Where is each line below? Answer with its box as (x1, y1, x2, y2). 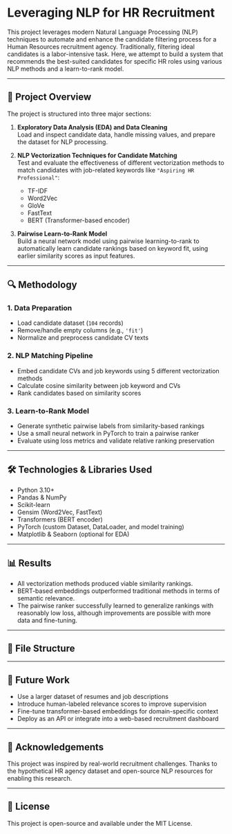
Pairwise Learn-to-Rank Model (17, 229, 108, 238)
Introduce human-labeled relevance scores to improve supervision (17, 700, 207, 708)
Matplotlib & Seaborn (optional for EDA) (17, 530, 130, 538)
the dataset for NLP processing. (17, 137, 108, 146)
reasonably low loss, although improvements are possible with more (17, 608, 211, 617)
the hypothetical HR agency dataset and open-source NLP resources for (7, 767, 213, 775)
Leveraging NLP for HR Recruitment (7, 5, 215, 21)
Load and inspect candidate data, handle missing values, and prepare (17, 130, 215, 139)
